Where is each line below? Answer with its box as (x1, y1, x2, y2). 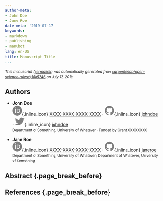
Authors (5, 87, 31, 96)
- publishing (5, 39, 32, 44)
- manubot (5, 44, 25, 49)
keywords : (5, 28, 25, 34)
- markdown (5, 34, 27, 39)
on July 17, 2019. (46, 74, 74, 79)
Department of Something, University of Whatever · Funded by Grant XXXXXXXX (12, 128, 147, 133)
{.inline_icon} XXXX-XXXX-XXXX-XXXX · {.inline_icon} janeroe (21, 147, 157, 153)
